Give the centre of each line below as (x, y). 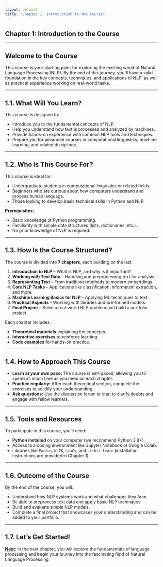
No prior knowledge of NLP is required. (51, 230)
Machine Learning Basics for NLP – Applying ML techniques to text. (80, 297)
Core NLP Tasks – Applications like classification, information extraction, (85, 287)
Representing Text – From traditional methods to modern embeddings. (83, 282)
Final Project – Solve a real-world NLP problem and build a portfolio (80, 307)
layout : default (21, 9)
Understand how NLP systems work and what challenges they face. (80, 497)
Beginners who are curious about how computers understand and (78, 191)
